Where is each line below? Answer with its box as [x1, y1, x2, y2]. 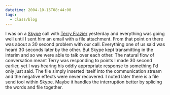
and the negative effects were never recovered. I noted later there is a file [5, 74, 159, 80]
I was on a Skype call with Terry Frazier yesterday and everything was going [5, 31, 165, 37]
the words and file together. [5, 84, 63, 90]
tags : [5, 12, 17, 17]
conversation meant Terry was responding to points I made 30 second [5, 58, 152, 64]
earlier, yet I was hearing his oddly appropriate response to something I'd [5, 63, 158, 69]
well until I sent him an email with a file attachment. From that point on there [5, 36, 163, 42]
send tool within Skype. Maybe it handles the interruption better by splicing [5, 79, 162, 85]
